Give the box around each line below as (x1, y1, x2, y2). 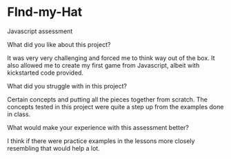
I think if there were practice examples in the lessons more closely (7, 136, 195, 145)
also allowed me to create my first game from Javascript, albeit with (7, 61, 200, 69)
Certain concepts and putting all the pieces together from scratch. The (7, 95, 208, 104)
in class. (7, 110, 31, 118)
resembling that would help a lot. (7, 144, 100, 152)
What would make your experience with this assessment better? (7, 123, 190, 131)
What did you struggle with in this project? (7, 82, 128, 90)
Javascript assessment (7, 27, 73, 35)
